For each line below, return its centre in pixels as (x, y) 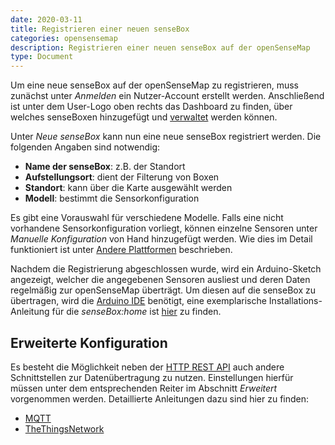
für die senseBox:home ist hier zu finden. (136, 312)
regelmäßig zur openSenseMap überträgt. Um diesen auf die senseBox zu (163, 290)
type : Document (42, 57)
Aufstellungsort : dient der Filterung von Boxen (122, 177)
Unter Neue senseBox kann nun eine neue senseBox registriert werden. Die (166, 137)
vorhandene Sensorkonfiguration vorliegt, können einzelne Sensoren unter (164, 228)
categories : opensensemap (64, 38)
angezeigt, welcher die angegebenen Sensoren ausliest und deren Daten (160, 280)
